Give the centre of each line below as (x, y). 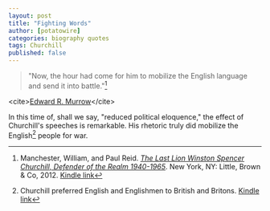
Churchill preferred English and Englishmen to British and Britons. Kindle (139, 191)
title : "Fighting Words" (50, 23)
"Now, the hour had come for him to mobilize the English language (137, 76)
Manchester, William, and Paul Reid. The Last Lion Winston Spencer (132, 158)
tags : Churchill (35, 46)
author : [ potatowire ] (45, 30)
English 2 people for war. (48, 135)
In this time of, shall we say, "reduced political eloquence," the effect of (126, 116)
